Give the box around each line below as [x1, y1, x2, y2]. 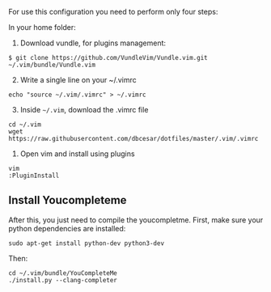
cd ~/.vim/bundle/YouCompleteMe [8, 269, 117, 277]
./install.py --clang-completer [8, 276, 117, 284]
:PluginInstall [8, 171, 60, 180]
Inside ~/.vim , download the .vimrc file [19, 105, 149, 114]
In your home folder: [8, 23, 77, 32]
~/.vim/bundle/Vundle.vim [8, 61, 95, 69]
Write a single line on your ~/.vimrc [19, 75, 137, 84]
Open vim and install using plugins [19, 149, 135, 159]
